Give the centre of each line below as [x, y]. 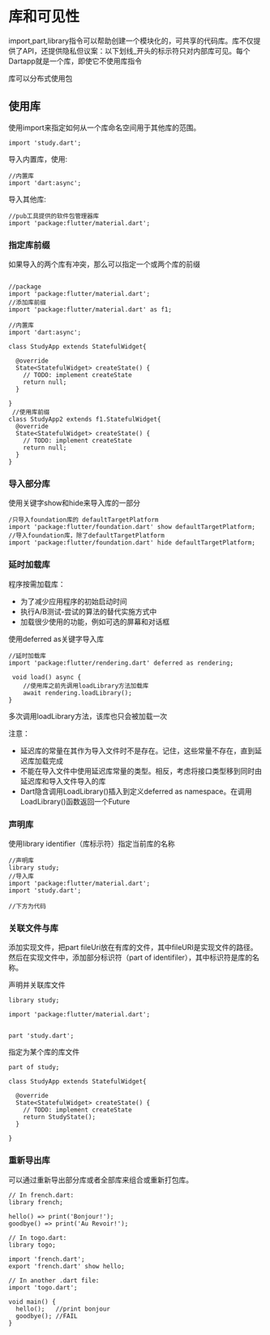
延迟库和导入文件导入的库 [63, 781]
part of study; [34, 1068]
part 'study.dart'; [41, 1036]
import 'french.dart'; [47, 1259]
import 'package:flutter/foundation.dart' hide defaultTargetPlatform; [132, 543]
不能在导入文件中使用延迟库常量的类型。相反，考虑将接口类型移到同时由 [141, 771]
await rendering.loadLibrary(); [77, 693]
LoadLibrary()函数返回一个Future [75, 801]
